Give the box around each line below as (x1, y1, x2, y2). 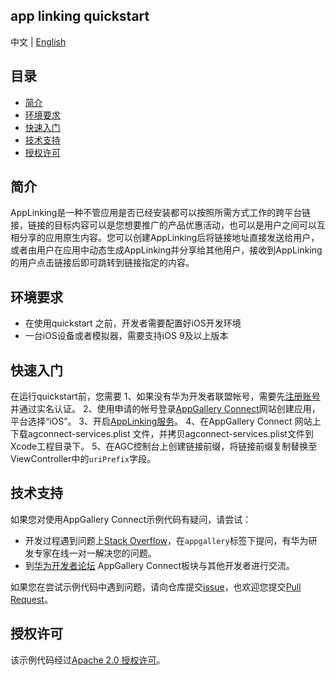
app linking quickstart (10, 8, 150, 25)
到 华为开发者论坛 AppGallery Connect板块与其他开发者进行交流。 (24, 559, 295, 571)
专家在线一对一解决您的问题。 (33, 547, 157, 559)
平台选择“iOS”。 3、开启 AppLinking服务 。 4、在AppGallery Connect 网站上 (10, 415, 322, 428)
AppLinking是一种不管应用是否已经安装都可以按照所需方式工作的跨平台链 (10, 207, 312, 219)
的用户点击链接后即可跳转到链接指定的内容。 (10, 257, 195, 269)
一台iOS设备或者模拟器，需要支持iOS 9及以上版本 (24, 330, 229, 342)
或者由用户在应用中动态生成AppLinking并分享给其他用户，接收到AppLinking (10, 244, 323, 256)
